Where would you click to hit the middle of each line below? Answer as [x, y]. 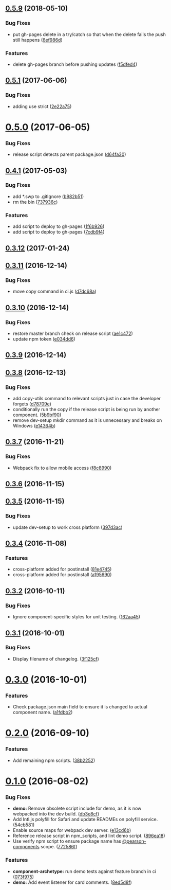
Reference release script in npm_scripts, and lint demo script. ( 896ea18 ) [89, 836]
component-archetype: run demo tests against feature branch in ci [84, 871]
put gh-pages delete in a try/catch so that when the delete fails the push [89, 34]
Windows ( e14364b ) [34, 425]
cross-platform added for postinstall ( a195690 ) [62, 575]
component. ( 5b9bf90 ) [37, 415]
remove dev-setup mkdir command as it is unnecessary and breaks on [87, 420]
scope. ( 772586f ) [59, 847]
